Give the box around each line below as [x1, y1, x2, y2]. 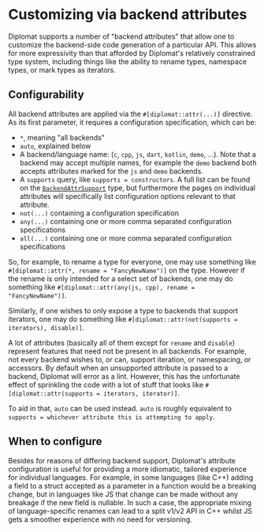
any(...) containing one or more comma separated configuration [19, 216, 232, 226]
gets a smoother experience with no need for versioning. [8, 515, 193, 524]
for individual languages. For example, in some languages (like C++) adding [8, 472, 254, 482]
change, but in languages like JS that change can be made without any [8, 489, 239, 499]
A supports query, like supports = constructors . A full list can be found [19, 174, 251, 184]
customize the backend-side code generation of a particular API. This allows [8, 39, 257, 49]
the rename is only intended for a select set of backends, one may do [8, 274, 234, 283]
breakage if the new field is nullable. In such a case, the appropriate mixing [8, 497, 252, 507]
